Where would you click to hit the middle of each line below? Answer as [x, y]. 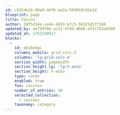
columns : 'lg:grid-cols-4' [43, 57]
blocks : [14, 39]
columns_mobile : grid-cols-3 [45, 52]
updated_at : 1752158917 [31, 34]
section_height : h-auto [40, 72]
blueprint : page [22, 15]
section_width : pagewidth [42, 62]
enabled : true [29, 81]
